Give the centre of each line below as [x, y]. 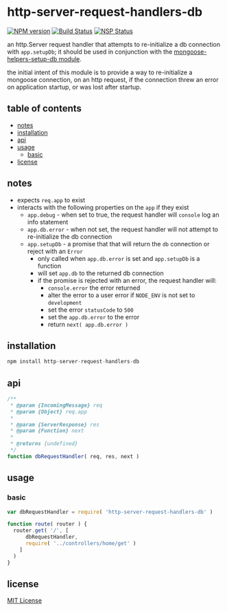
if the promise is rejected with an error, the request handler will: [127, 280]
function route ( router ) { [47, 524]
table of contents [45, 108]
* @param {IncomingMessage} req [56, 405]
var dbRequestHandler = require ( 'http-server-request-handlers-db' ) [110, 512]
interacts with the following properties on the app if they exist [103, 207]
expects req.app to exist [51, 200]
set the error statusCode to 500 [91, 310]
